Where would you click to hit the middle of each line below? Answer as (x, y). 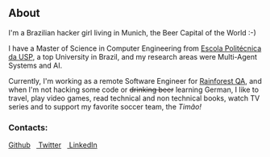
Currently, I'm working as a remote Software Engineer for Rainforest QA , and (135, 81)
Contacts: (28, 127)
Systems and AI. (35, 65)
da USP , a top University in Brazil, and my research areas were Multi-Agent (133, 56)
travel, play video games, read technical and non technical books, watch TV (134, 98)
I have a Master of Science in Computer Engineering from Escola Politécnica (135, 48)
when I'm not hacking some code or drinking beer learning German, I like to (134, 89)
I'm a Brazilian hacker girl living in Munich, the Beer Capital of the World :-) (132, 32)
